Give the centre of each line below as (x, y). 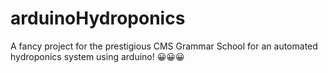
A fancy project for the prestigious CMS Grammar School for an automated (164, 46)
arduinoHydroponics (98, 18)
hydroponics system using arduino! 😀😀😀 (97, 56)
